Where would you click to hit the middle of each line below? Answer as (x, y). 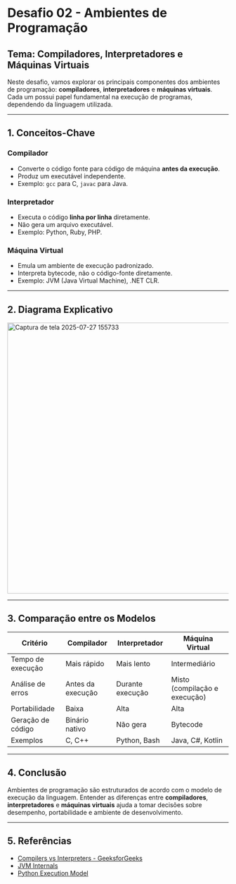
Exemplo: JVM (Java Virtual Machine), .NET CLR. (88, 281)
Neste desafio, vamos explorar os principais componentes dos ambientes (114, 82)
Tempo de (27, 659)
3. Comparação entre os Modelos (81, 619)
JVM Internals (38, 866)
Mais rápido (85, 663)
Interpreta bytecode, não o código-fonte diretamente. (95, 274)
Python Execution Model (53, 873)
